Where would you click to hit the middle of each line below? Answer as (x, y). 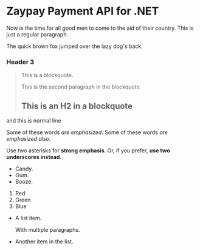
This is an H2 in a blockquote (77, 106)
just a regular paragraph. (37, 34)
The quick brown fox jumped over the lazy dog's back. (74, 46)
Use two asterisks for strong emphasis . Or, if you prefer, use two (88, 150)
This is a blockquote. (47, 75)
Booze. (24, 182)
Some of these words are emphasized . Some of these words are (87, 132)
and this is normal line (34, 121)
